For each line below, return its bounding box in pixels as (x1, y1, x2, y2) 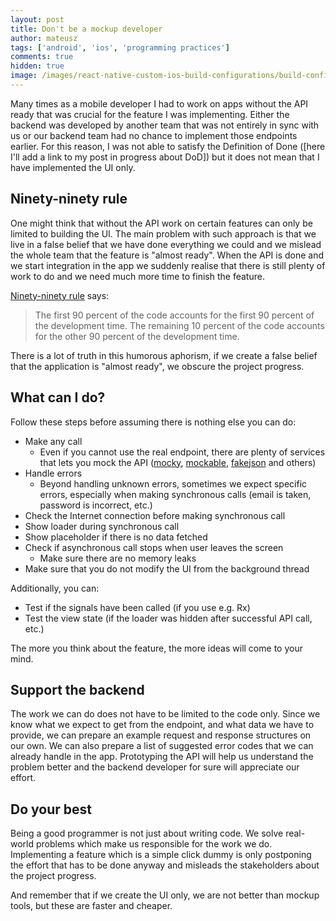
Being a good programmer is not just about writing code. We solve (10, 827, 284, 840)
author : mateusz (10, 33, 78, 43)
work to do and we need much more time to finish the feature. (10, 270, 265, 282)
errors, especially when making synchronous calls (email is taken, (39, 488, 312, 500)
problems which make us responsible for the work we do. (35, 838, 273, 850)
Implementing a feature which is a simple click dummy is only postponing (10, 849, 312, 861)
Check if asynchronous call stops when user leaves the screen (24, 541, 284, 553)
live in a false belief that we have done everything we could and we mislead (10, 238, 322, 250)
